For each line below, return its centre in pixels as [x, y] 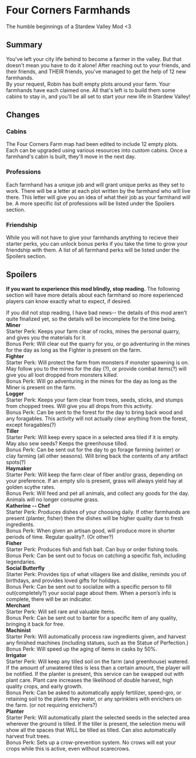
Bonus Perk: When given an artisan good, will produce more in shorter [91, 531]
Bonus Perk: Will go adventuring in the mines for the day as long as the [92, 381]
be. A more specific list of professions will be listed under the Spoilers [90, 203]
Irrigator [16, 655]
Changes [23, 115]
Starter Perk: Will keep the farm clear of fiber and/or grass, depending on [94, 474]
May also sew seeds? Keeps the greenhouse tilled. [67, 443]
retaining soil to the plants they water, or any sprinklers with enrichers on [94, 699]
